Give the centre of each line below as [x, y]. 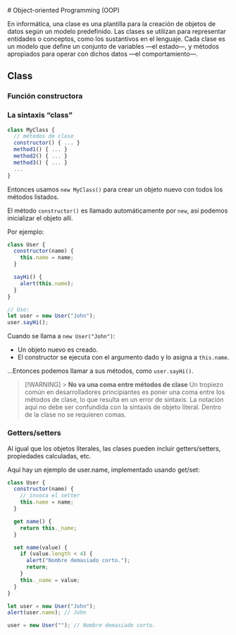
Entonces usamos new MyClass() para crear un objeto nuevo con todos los [115, 189]
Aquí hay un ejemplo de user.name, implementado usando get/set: [104, 470]
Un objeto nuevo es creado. [58, 350]
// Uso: [19, 309]
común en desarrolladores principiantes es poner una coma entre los [125, 392]
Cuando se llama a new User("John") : [61, 336]
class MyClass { [31, 130]
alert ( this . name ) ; [47, 283]
